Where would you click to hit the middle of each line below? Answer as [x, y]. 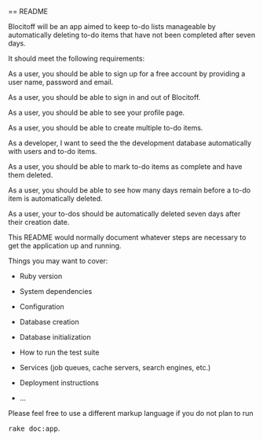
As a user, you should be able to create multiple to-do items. [106, 128]
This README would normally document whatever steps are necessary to [127, 237]
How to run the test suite [59, 352]
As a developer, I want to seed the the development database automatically [130, 143]
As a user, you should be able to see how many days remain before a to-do [130, 190]
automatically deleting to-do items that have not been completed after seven [132, 35]
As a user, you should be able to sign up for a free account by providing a [127, 73]
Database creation [49, 322]
